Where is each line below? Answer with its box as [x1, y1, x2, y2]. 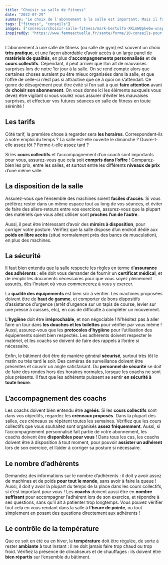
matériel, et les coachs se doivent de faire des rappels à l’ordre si [5, 337, 139, 344]
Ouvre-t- [139, 136, 158, 142]
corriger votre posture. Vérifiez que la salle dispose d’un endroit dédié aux [5, 227, 158, 233]
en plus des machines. [5, 237, 51, 243]
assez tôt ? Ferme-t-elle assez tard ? [13, 142, 89, 148]
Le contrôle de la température [5, 524, 99, 533]
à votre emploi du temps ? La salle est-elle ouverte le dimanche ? [5, 136, 139, 142]
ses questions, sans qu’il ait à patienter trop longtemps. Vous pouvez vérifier [5, 499, 163, 505]
